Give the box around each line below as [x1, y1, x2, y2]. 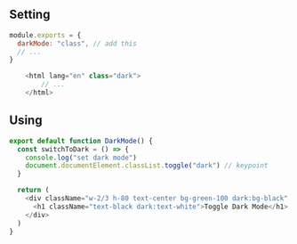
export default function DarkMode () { [9, 136, 153, 145]
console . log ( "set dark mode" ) [25, 153, 138, 162]
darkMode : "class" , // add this [17, 39, 138, 48]
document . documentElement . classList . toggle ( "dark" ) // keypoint [25, 161, 269, 170]
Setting [9, 7, 51, 22]
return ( [17, 186, 50, 195]
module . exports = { [9, 30, 82, 39]
